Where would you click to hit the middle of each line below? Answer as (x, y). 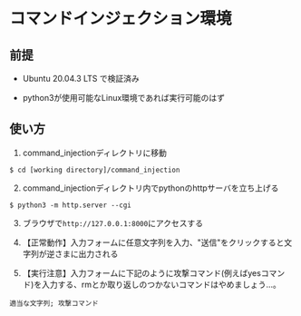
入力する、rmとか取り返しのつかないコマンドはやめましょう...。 (161, 284)
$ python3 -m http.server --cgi (70, 205)
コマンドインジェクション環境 (121, 19)
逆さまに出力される (83, 253)
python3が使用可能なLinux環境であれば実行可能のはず (123, 98)
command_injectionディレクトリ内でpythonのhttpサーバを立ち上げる (150, 188)
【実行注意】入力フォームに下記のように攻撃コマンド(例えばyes (141, 272)
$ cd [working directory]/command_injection (95, 170)
